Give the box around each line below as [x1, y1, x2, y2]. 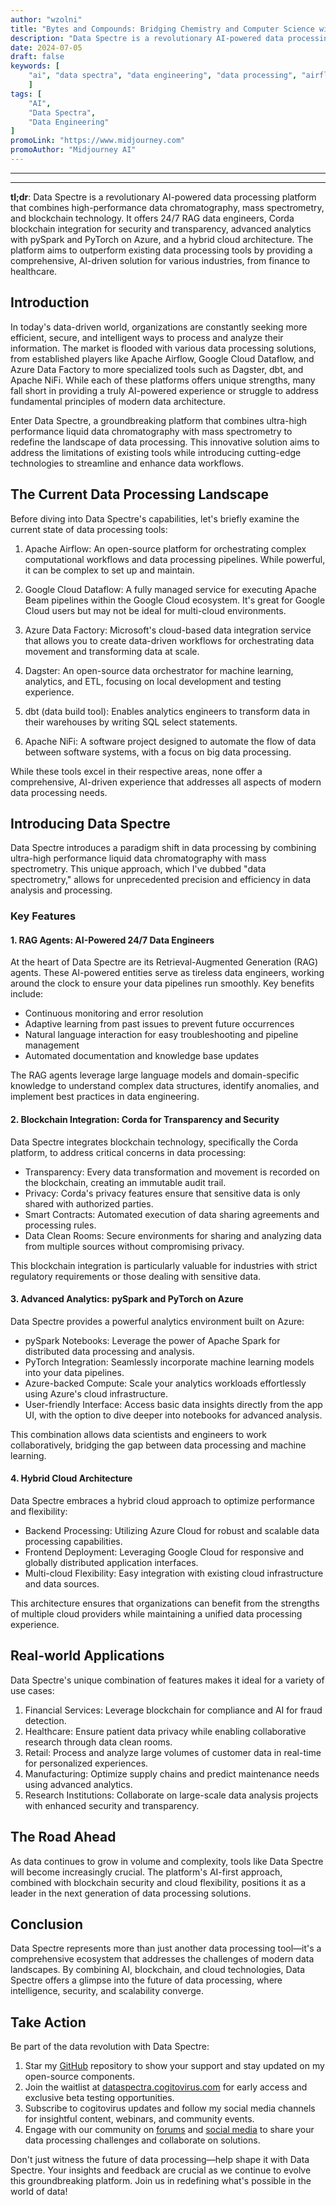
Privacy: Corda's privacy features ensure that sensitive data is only [24, 1187, 301, 1199]
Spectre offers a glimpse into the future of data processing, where [10, 1974, 283, 1986]
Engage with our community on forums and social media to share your [24, 2124, 315, 2136]
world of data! [10, 2186, 68, 2198]
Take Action [10, 2014, 87, 2031]
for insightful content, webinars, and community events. [24, 2113, 255, 2125]
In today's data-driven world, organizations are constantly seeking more [10, 321, 308, 333]
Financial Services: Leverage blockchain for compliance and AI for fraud [24, 1704, 323, 1716]
